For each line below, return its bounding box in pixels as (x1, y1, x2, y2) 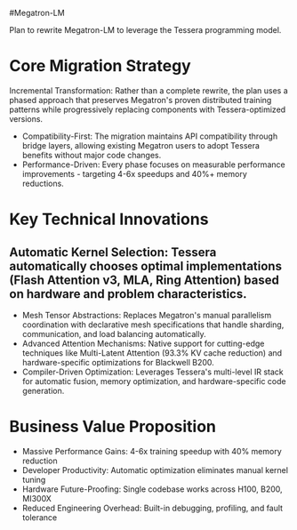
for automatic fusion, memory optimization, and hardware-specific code (21, 375, 286, 386)
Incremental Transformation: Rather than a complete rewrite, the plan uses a (9, 84, 289, 96)
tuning (21, 474, 46, 485)
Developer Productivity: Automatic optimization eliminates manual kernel (21, 464, 289, 475)
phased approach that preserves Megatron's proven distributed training (9, 94, 272, 105)
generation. (21, 385, 65, 396)
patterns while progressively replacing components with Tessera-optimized (9, 104, 286, 115)
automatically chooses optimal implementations (9, 258, 283, 274)
